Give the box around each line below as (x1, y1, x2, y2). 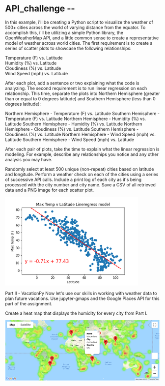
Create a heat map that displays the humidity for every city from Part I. (5, 310, 148, 316)
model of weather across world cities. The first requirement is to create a (5, 40, 153, 46)
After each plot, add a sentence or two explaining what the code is (5, 80, 140, 86)
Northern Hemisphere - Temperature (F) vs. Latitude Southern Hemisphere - (5, 110, 160, 116)
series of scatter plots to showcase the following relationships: (5, 45, 132, 51)
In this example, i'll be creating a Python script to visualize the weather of (5, 19, 153, 25)
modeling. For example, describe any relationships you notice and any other (5, 151, 159, 157)
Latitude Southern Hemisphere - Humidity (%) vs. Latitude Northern (5, 121, 142, 127)
